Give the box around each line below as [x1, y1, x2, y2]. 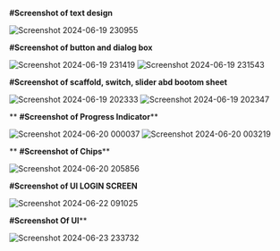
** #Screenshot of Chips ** [9, 146, 110, 156]
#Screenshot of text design [9, 8, 114, 18]
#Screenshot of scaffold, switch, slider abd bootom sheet [9, 77, 228, 88]
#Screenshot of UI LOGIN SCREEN [9, 180, 138, 191]
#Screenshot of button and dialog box [9, 42, 153, 53]
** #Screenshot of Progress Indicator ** [9, 112, 158, 121]
